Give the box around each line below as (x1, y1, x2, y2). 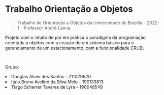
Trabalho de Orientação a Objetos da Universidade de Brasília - (17, 20, 146, 26)
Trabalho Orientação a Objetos (5, 3, 133, 15)
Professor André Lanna (23, 25, 70, 31)
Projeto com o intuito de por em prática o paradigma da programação (5, 34, 146, 40)
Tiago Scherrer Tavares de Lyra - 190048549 (11, 84, 103, 90)
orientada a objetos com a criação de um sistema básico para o (5, 39, 134, 45)
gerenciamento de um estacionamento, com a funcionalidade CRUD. (5, 45, 144, 51)
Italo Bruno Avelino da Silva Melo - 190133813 (11, 79, 104, 85)
